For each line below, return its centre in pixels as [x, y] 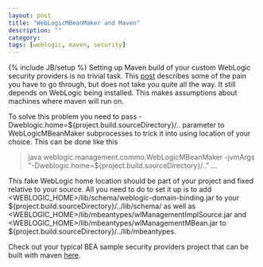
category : [25, 38]
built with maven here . [44, 255]
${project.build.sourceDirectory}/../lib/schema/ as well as [102, 206]
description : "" [35, 30]
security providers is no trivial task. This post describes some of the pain [128, 76]
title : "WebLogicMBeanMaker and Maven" [74, 23]
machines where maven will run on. [66, 101]
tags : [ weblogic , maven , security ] [67, 45]
